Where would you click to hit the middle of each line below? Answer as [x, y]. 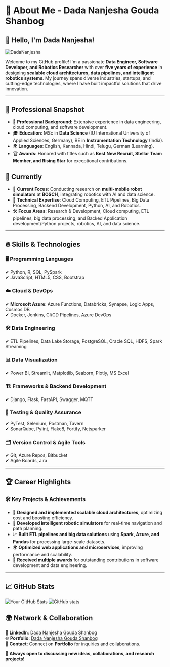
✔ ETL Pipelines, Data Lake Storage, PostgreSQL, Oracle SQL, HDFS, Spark [84, 341]
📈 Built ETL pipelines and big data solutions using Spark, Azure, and [86, 534]
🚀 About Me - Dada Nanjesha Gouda [82, 10]
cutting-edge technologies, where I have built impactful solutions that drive [83, 84]
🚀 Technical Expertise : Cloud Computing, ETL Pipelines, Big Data [81, 199]
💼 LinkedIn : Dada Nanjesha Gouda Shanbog [51, 633]
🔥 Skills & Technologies [43, 244]
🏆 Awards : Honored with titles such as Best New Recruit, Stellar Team [87, 153]
